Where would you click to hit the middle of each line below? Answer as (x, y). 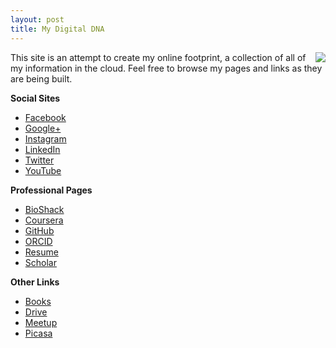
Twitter (39, 160)
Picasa (38, 333)
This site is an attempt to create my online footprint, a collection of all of (158, 57)
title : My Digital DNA (57, 29)
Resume (41, 252)
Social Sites (35, 98)
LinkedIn (42, 149)
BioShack (44, 209)
